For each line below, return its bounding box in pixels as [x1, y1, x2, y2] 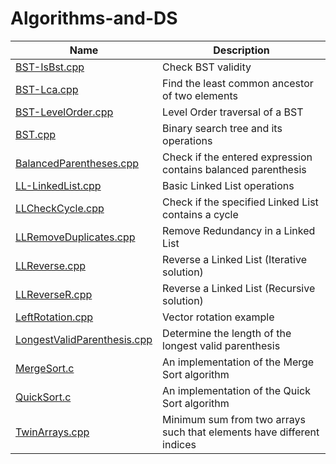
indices [162, 437, 197, 451]
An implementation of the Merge [162, 355, 315, 369]
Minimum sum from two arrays [162, 412, 306, 426]
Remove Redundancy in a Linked [162, 223, 316, 237]
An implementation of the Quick [162, 383, 311, 397]
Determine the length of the [162, 326, 292, 340]
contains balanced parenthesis [162, 162, 307, 176]
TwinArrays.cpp [15, 425, 90, 439]
